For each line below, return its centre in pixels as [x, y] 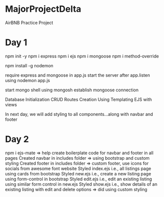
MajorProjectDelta [43, 9]
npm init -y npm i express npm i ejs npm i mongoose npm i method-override [82, 56]
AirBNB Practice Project [29, 23]
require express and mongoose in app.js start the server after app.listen [78, 75]
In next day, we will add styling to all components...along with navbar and [79, 114]
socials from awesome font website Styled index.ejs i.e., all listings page [78, 169]
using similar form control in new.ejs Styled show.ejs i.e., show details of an [81, 184]
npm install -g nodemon [29, 65]
